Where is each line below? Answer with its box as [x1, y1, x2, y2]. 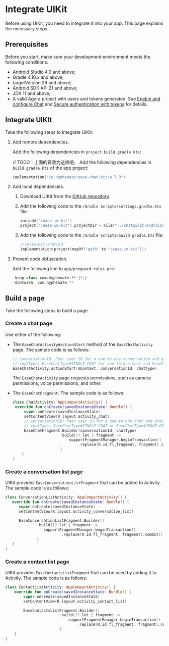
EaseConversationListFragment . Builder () [18, 518, 105, 523]
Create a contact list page [5, 558, 69, 565]
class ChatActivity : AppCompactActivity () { [12, 400, 108, 405]
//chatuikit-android [20, 242, 63, 247]
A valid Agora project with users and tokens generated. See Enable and [12, 95, 160, 102]
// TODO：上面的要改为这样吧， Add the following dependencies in [12, 159, 152, 165]
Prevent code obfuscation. [12, 256, 68, 262]
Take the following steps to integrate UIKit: [5, 129, 94, 135]
